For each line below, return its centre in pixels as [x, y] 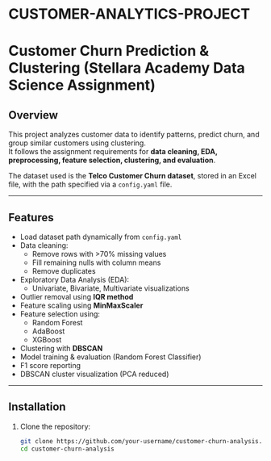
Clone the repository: [55, 426]
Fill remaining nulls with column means [96, 262]
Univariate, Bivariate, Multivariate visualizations [110, 288]
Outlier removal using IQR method [77, 297]
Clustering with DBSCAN [61, 348]
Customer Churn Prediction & [109, 51]
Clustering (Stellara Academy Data [127, 68]
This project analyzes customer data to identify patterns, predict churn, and [134, 135]
